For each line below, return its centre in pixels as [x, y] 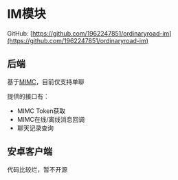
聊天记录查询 [35, 128]
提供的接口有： [28, 96]
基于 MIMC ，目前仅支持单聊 [46, 81]
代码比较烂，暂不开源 [37, 169]
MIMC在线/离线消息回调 [51, 119]
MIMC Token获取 [41, 111]
